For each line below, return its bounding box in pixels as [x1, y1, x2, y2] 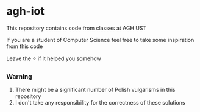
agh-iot [6, 4, 45, 18]
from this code [6, 43, 43, 50]
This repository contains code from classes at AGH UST [6, 24, 147, 32]
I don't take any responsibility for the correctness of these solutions [15, 99, 185, 107]
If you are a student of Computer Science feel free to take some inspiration [6, 36, 195, 43]
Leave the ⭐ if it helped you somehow [6, 55, 102, 62]
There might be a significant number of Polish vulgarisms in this [15, 86, 176, 94]
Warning [6, 72, 32, 80]
